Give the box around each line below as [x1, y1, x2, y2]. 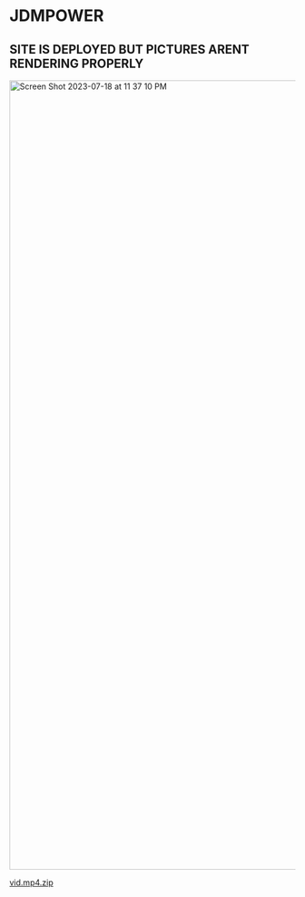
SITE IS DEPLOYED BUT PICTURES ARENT [9, 42, 250, 57]
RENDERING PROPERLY [9, 55, 144, 71]
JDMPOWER [9, 5, 104, 26]
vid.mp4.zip [9, 877, 54, 888]
